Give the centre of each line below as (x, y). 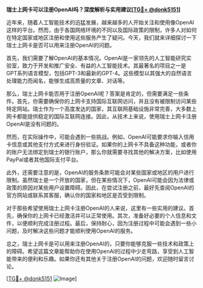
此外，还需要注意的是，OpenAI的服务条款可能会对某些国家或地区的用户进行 (100, 172)
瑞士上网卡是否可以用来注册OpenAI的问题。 (61, 45)
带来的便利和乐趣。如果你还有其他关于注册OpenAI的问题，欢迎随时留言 (100, 259)
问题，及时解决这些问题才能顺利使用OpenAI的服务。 (71, 231)
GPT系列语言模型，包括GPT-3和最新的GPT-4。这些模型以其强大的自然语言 (99, 73)
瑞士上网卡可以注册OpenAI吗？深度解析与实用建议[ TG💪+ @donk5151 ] (93, 9)
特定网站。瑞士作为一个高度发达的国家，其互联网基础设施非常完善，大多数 (99, 109)
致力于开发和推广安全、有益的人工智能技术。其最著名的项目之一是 (104, 65)
